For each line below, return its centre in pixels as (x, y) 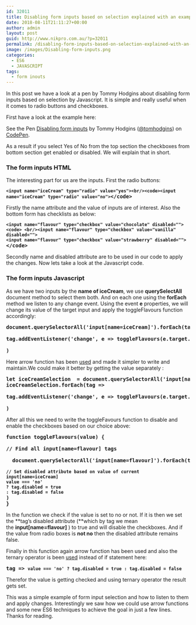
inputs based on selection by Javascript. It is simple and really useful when (96, 100)
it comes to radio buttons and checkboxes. (57, 106)
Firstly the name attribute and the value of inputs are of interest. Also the (93, 208)
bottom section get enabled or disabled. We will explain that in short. (88, 152)
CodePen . (18, 135)
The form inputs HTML (39, 168)
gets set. (17, 586)
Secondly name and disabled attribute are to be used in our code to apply (94, 257)
